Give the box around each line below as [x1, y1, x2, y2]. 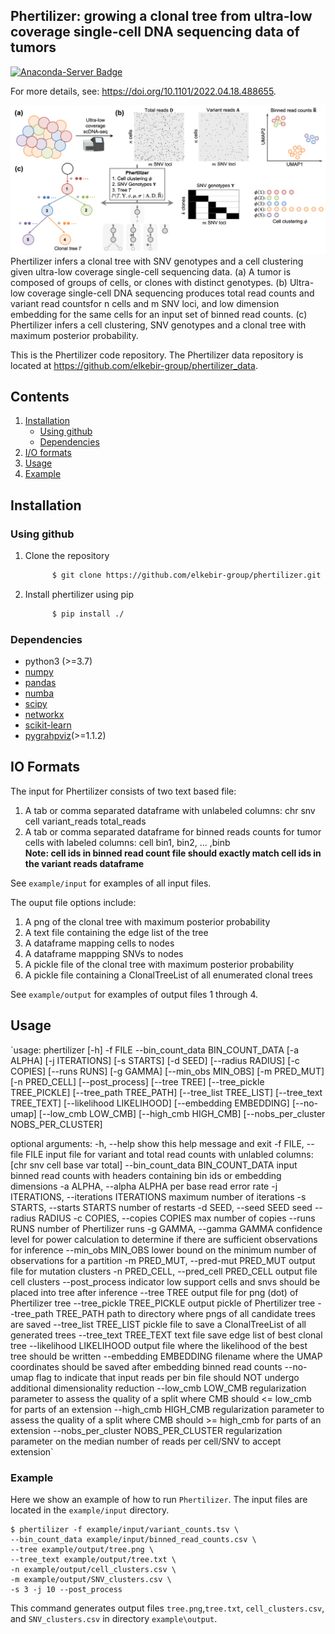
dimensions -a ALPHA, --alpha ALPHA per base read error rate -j [10, 1180, 278, 1192]
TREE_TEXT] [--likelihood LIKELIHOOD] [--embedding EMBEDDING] [10, 1097, 290, 1109]
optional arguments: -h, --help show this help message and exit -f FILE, [10, 1137, 305, 1149]
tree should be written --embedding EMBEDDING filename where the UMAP [10, 1350, 323, 1362]
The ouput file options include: [10, 896, 137, 908]
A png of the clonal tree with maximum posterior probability [24, 915, 271, 928]
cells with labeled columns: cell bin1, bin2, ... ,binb [24, 836, 231, 848]
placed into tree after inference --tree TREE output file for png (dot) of [10, 1286, 299, 1298]
